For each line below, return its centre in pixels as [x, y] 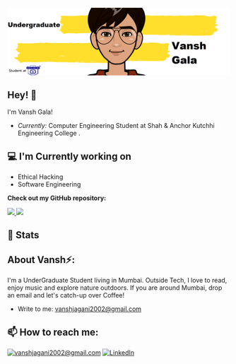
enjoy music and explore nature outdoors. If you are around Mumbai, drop [115, 288]
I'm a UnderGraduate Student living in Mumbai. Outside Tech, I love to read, [117, 281]
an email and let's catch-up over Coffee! [66, 295]
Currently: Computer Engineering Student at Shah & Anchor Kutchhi [116, 126]
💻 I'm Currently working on [70, 156]
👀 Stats [23, 235]
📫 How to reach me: [53, 332]
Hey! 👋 [22, 95]
